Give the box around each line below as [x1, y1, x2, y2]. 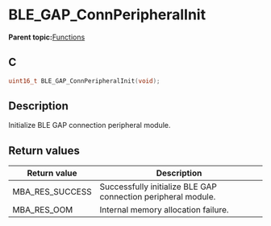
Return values [8, 143, 81, 158]
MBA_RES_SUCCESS [12, 187, 92, 198]
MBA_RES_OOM [12, 204, 73, 216]
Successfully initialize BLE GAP [99, 181, 218, 192]
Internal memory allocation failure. [99, 204, 229, 216]
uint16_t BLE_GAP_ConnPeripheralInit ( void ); [8, 76, 161, 85]
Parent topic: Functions [8, 32, 85, 42]
